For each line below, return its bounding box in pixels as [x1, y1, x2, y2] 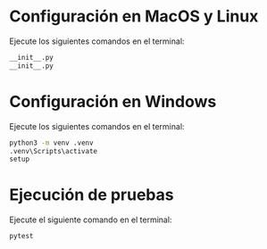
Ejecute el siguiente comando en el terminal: [9, 214, 172, 225]
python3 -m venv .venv [9, 138, 94, 147]
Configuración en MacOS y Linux [9, 6, 259, 27]
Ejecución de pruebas [9, 185, 174, 205]
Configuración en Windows [9, 91, 217, 112]
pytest [9, 232, 34, 241]
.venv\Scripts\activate [9, 146, 98, 155]
